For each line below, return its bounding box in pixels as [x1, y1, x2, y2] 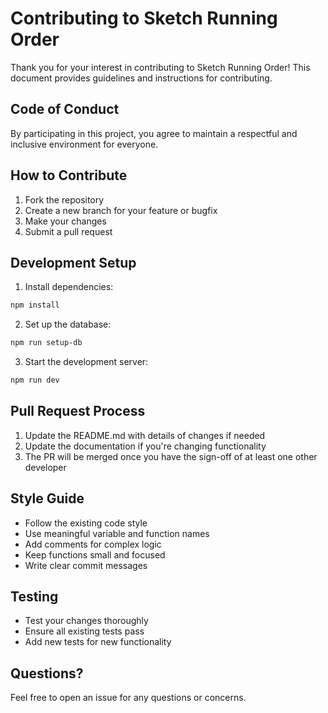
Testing [10, 588, 59, 606]
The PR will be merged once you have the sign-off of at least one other [24, 450, 318, 462]
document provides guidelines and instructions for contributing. [10, 72, 273, 84]
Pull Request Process [10, 403, 146, 420]
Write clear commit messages [24, 559, 148, 571]
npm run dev [10, 375, 60, 386]
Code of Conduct [10, 101, 120, 118]
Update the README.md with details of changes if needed [24, 429, 266, 441]
